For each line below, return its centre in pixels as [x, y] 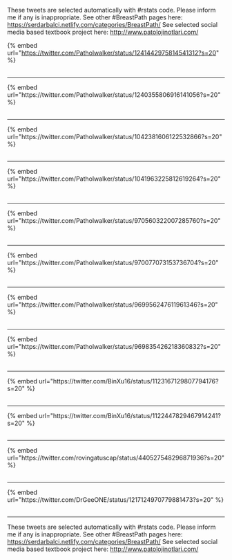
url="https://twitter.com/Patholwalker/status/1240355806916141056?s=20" [114, 95]
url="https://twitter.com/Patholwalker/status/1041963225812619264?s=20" [114, 179]
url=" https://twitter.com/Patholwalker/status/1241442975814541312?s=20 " [113, 53]
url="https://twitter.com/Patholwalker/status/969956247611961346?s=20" [113, 305]
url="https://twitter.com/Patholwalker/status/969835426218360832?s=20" [114, 346]
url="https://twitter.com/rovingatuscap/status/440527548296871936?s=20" [116, 458]
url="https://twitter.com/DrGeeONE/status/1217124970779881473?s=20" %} [116, 500]
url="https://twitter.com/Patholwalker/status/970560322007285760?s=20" [114, 220]
